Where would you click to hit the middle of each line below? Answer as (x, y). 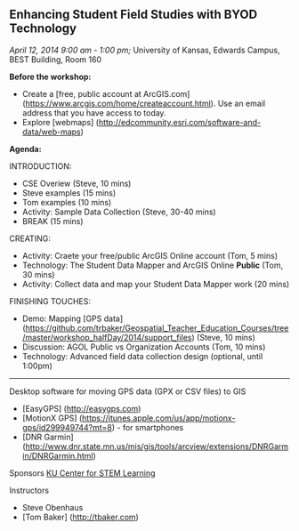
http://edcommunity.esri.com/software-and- (179, 122)
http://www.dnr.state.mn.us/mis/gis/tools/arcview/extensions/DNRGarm (157, 446)
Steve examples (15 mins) (69, 193)
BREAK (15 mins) (53, 221)
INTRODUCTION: (40, 166)
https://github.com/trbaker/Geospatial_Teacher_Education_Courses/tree (157, 327)
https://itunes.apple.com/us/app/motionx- (158, 418)
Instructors (29, 490)
